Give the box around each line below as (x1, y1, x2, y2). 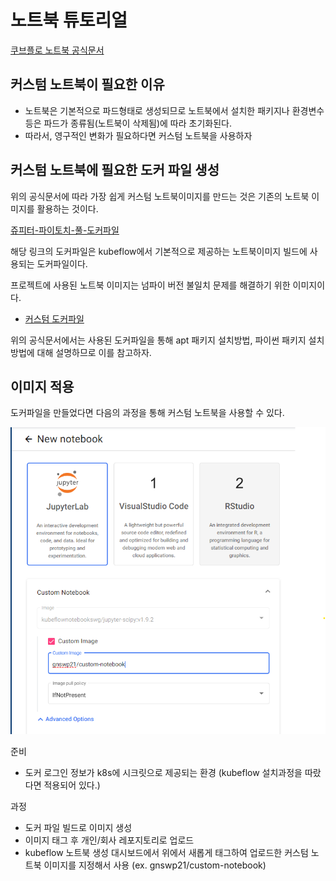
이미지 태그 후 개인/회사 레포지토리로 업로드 (24, 834, 195, 846)
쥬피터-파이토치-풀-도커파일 (10, 224, 120, 236)
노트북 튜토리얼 (10, 9, 128, 32)
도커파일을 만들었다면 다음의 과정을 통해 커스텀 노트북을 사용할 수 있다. (10, 407, 285, 419)
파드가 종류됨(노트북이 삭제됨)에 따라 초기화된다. (43, 117, 232, 129)
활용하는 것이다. (36, 202, 99, 215)
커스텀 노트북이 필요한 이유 (10, 76, 165, 93)
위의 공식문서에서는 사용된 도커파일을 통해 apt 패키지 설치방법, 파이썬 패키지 (10, 334, 307, 346)
